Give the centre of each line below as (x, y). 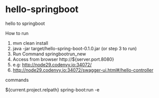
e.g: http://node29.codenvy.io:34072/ (52, 64)
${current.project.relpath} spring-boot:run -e (52, 89)
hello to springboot (25, 23)
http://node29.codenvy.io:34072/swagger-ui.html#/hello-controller (83, 70)
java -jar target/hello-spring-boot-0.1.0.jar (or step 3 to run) (75, 48)
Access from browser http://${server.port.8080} (63, 59)
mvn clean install (30, 43)
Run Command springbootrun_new (49, 54)
